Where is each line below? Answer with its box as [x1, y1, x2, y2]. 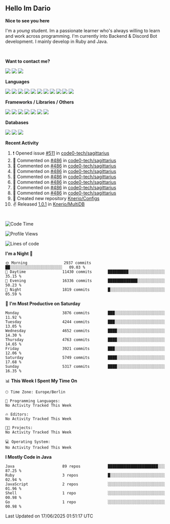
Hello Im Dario [5, 4, 51, 13]
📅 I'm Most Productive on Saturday [5, 301, 80, 307]
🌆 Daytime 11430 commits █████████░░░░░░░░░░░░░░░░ [5, 269, 165, 275]
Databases [5, 119, 29, 126]
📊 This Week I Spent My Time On [5, 378, 77, 384]
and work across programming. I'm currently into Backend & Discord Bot [5, 33, 157, 39]
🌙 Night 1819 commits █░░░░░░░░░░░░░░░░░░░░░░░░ [5, 287, 165, 292]
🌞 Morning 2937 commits [5, 260, 92, 265]
